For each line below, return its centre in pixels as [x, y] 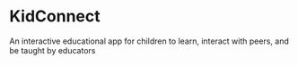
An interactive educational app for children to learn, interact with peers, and [149, 41]
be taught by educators [53, 50]
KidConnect [55, 16]
